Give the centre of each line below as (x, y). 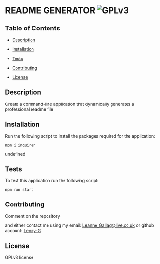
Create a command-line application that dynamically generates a (70, 104)
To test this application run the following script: (52, 181)
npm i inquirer (20, 145)
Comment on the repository (32, 216)
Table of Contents (33, 28)
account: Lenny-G (23, 231)
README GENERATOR (50, 10)
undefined (15, 154)
